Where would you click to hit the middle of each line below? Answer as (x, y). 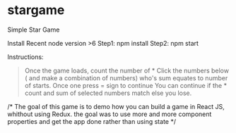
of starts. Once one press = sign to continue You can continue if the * (126, 85)
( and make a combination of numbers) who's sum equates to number (126, 78)
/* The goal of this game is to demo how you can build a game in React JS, (116, 106)
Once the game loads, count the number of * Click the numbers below (127, 70)
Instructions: (25, 57)
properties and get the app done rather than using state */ (92, 121)
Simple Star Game (34, 30)
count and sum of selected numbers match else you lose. (108, 93)
